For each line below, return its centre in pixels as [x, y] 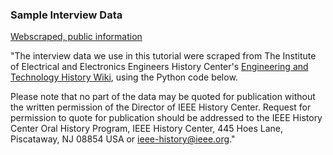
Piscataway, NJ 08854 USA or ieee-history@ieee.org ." [123, 139]
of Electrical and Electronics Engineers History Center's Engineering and [159, 67]
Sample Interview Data [66, 15]
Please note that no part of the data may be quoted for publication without [163, 97]
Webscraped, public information [76, 37]
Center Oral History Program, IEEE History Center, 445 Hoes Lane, [147, 129]
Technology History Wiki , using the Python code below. [124, 77]
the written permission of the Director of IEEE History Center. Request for [161, 107]
